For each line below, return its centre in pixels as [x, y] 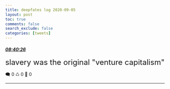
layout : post [19, 15]
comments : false [22, 24]
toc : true [16, 19]
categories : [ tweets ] [28, 33]
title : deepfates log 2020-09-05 [40, 10]
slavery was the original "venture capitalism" [85, 62]
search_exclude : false [29, 29]
